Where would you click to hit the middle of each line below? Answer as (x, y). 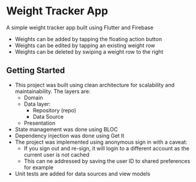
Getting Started (36, 71)
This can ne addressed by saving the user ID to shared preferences (107, 161)
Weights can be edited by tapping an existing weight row (85, 45)
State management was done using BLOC (66, 129)
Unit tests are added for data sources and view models (83, 174)
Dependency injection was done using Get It (70, 135)
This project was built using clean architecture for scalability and (95, 85)
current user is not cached (57, 155)
